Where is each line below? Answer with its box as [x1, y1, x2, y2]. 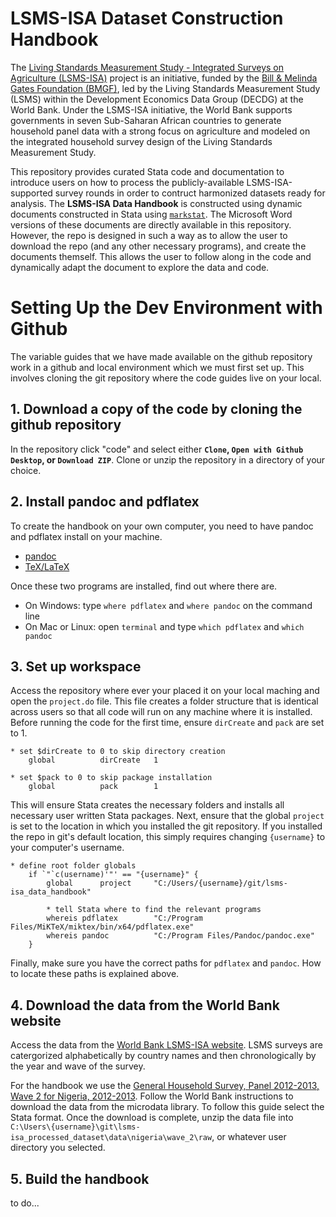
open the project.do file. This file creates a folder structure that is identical [10, 695, 319, 707]
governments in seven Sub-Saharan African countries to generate [10, 114, 282, 126]
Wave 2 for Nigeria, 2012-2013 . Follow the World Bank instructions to [10, 1090, 294, 1102]
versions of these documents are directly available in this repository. [10, 218, 292, 231]
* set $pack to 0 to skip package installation [10, 773, 213, 783]
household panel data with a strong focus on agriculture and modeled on [10, 125, 311, 137]
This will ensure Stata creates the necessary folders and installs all [10, 799, 285, 811]
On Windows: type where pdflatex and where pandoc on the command [24, 599, 313, 611]
